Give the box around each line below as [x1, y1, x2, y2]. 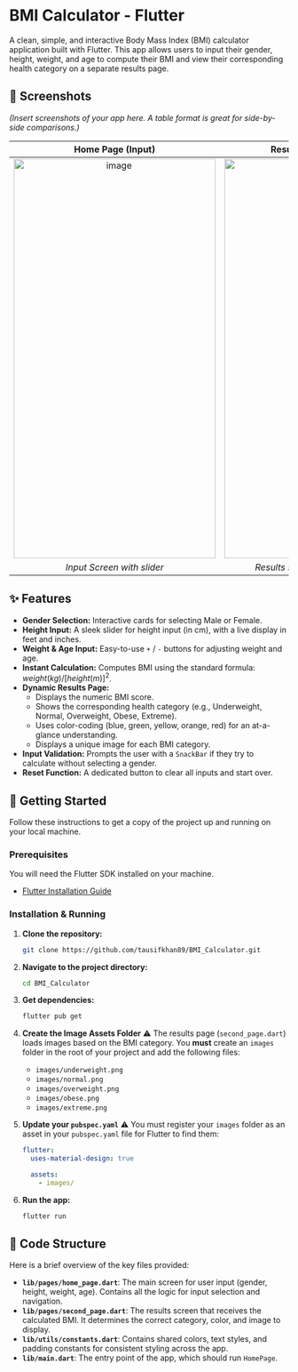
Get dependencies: [21, 995, 95, 1006]
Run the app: [21, 1194, 71, 1205]
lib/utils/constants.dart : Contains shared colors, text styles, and [21, 1334, 268, 1344]
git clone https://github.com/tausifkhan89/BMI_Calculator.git [21, 945, 262, 954]
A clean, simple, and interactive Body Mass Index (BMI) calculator [9, 35, 250, 45]
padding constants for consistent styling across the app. [21, 1344, 229, 1354]
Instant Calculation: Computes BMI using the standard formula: [21, 662, 255, 672]
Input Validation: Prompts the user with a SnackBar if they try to [21, 749, 255, 759]
